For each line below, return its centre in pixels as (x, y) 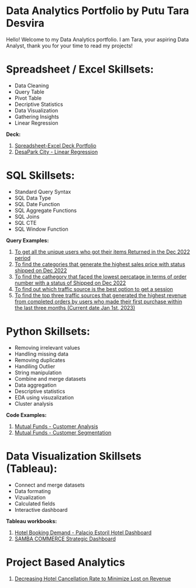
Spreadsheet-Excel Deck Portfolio (55, 145)
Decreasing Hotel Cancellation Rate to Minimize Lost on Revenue (93, 579)
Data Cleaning (32, 86)
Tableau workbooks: (32, 521)
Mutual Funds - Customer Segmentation (63, 432)
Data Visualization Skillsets (74, 456)
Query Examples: (27, 240)
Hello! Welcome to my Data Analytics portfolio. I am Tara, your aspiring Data (97, 39)
